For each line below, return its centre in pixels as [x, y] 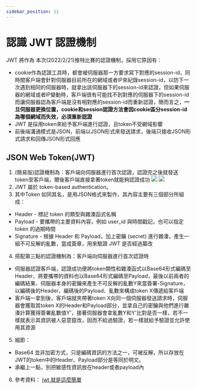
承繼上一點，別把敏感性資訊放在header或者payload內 [79, 367]
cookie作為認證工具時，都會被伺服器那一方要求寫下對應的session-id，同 [102, 72]
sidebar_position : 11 [33, 11]
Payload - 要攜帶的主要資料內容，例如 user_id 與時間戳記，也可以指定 [99, 222]
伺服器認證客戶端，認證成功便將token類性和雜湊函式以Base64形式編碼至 [103, 269]
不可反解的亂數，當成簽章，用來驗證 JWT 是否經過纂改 [86, 244]
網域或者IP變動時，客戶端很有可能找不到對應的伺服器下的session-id [107, 94]
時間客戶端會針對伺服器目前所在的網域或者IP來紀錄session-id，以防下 [99, 79]
